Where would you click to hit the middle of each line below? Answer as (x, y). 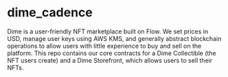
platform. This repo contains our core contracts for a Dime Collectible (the (112, 53)
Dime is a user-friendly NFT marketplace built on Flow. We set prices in (107, 31)
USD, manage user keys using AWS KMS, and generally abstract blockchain (114, 38)
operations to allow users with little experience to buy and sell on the (104, 46)
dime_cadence (50, 13)
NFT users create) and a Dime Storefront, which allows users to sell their (110, 60)
